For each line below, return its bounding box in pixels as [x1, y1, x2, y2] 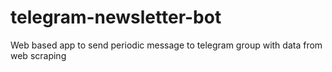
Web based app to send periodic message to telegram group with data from [10, 39, 323, 51]
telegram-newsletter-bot [10, 6, 222, 29]
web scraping [10, 49, 67, 61]
